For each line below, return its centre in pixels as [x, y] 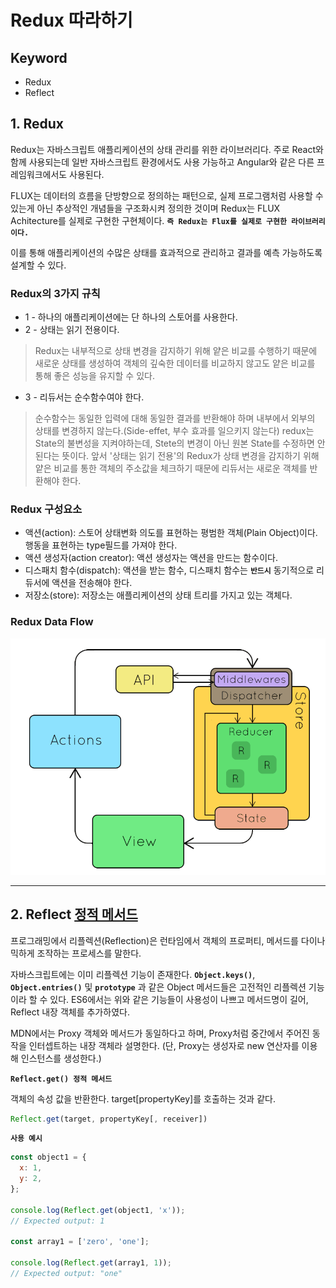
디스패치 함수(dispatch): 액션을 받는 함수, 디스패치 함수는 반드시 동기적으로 [169, 570]
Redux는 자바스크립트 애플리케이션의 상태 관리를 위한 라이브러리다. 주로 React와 [167, 149]
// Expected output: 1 [57, 1221]
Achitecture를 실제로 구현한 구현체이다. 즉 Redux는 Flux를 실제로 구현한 [148, 220]
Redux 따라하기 [71, 20]
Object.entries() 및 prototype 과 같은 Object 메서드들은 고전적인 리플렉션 [158, 987]
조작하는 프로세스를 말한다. [89, 953]
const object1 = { [48, 1157]
